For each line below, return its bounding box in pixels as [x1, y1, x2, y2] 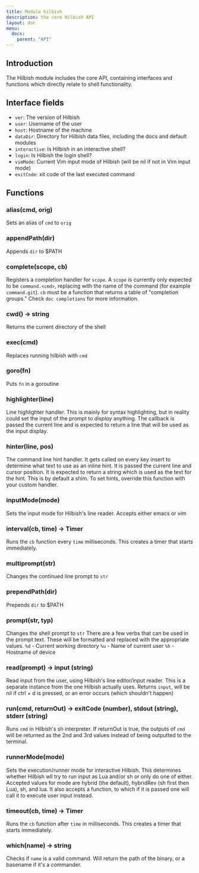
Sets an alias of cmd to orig [6, 219, 72, 226]
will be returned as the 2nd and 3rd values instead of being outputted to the [6, 732, 192, 739]
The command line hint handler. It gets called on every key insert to [6, 456, 171, 463]
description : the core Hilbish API [6, 14, 94, 20]
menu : [6, 25, 20, 32]
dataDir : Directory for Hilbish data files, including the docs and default [14, 132, 187, 140]
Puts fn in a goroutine [6, 380, 59, 387]
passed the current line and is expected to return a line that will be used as [6, 421, 189, 429]
